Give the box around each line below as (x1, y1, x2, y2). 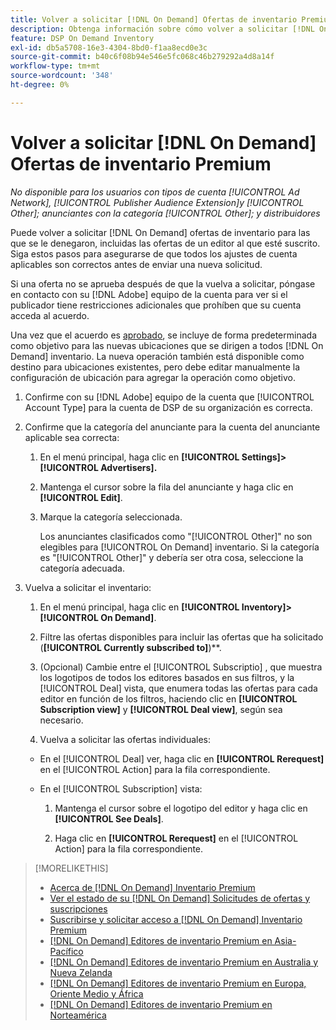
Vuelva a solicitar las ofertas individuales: (39, 733, 212, 745)
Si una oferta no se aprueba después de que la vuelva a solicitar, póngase (10, 277, 316, 290)
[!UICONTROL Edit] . (39, 491, 123, 503)
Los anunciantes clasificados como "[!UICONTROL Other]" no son (39, 530, 313, 542)
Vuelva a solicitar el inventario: (24, 581, 152, 593)
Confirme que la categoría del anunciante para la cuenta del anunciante (24, 421, 321, 433)
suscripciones (49, 902, 108, 915)
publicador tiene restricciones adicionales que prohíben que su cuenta (10, 299, 302, 311)
